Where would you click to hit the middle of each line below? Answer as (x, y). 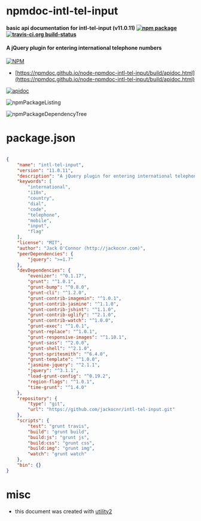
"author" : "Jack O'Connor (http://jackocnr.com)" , (81, 248)
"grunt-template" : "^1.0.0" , (64, 359)
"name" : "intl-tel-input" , (51, 165)
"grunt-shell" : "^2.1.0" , (60, 348)
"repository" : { (37, 398)
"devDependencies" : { (44, 270)
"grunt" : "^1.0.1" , (52, 282)
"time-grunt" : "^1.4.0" (57, 387)
